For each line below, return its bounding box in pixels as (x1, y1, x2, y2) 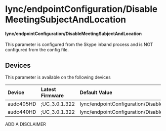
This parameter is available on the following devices (5, 74, 111, 80)
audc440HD (7, 109, 36, 116)
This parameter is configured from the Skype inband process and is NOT (5, 42, 153, 47)
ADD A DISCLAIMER (5, 121, 46, 127)
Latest (41, 86, 56, 93)
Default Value (80, 89, 113, 96)
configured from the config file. (5, 47, 69, 53)
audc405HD (7, 100, 36, 107)
